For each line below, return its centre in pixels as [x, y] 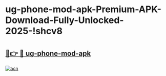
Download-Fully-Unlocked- [65, 20]
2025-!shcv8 [34, 31]
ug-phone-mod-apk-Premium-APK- [83, 9]
